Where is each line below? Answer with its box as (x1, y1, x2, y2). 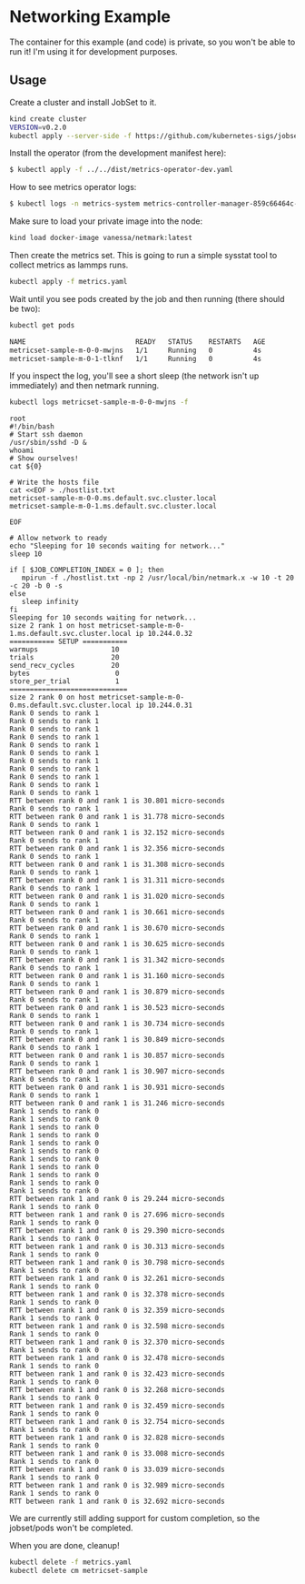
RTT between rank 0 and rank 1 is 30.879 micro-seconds (9, 987, 225, 997)
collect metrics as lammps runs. (9, 259, 129, 270)
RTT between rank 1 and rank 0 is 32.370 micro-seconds (9, 1337, 225, 1347)
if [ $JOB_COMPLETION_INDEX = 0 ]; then (9, 566, 165, 575)
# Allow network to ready (9, 534, 107, 543)
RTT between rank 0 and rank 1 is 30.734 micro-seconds (9, 1019, 225, 1029)
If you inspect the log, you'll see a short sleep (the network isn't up (9, 370, 260, 381)
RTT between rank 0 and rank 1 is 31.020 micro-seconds (9, 892, 225, 902)
